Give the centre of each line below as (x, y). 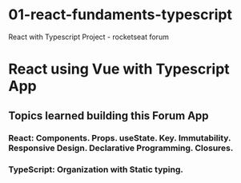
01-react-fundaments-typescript (120, 15)
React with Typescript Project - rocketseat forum (89, 37)
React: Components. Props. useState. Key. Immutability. (120, 138)
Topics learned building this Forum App (109, 115)
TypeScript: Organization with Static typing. (96, 169)
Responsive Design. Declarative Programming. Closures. (121, 148)
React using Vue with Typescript (119, 69)
